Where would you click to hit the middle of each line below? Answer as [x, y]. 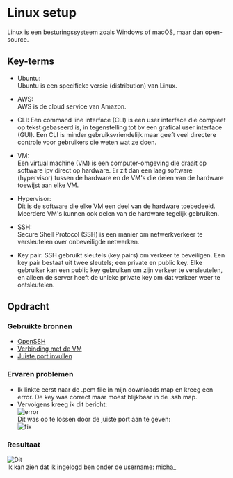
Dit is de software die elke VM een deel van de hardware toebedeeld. [116, 206]
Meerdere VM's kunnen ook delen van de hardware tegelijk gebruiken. [118, 213]
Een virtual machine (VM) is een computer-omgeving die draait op [112, 163]
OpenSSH [31, 342]
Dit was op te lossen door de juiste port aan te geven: [94, 419]
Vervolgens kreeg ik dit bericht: [62, 404]
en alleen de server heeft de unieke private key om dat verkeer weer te [119, 277]
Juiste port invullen [45, 356]
